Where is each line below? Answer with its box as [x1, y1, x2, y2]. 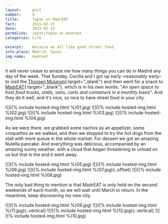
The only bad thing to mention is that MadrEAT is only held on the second [5, 182, 157, 188]
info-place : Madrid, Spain [5, 49, 62, 54]
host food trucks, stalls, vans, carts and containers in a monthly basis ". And [5, 89, 163, 95]
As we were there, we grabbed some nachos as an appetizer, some [5, 124, 145, 131]
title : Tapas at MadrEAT [5, 17, 69, 22]
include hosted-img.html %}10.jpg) [14, 212, 87, 219]
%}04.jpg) [24, 115, 46, 121]
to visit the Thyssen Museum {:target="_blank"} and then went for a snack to [5, 79, 163, 85]
